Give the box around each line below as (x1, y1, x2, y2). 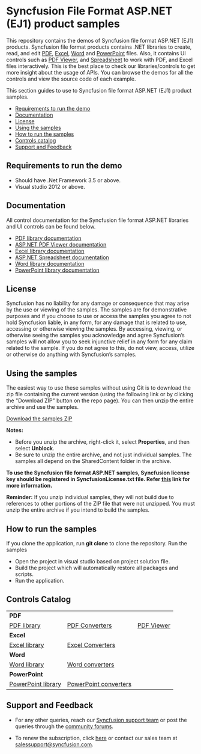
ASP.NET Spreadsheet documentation (14, 254, 109, 261)
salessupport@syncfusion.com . (14, 741, 94, 748)
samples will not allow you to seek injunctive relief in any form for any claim (6, 338, 193, 345)
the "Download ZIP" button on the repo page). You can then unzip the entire (6, 397, 194, 404)
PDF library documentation (14, 234, 82, 242)
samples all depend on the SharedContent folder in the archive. (14, 458, 172, 465)
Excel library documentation (14, 247, 85, 254)
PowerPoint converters (67, 679, 132, 688)
